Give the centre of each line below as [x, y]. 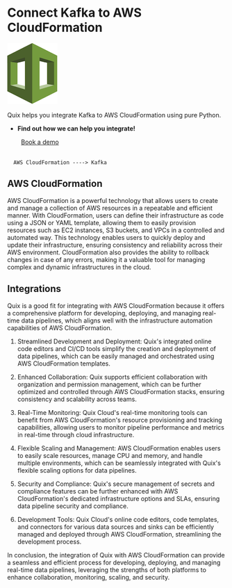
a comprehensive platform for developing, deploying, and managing [104, 313]
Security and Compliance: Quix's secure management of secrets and [116, 484]
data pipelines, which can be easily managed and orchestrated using [116, 356]
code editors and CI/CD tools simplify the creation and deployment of [117, 348]
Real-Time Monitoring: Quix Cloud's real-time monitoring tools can [112, 412]
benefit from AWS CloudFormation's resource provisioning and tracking [119, 420]
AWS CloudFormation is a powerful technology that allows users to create [113, 200]
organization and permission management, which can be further [109, 384]
